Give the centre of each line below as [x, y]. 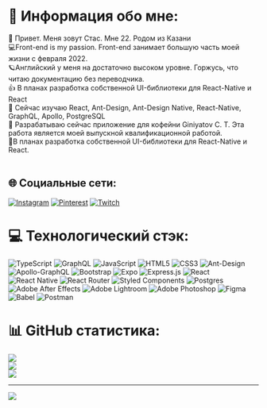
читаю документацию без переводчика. [76, 79]
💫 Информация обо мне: [93, 16]
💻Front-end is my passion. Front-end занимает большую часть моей [124, 47]
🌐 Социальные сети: [62, 183]
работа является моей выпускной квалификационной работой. [115, 133]
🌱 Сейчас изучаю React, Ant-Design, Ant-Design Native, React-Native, [125, 107]
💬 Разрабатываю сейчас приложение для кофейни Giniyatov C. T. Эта [126, 124]
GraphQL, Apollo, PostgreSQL [57, 116]
